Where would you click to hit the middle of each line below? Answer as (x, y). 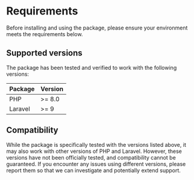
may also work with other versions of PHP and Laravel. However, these (94, 151)
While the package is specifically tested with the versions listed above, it (96, 144)
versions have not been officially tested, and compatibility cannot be (91, 157)
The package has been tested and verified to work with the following (92, 67)
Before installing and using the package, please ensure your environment (97, 28)
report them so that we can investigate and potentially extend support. (93, 170)
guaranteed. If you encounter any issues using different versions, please (96, 164)
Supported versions (44, 53)
